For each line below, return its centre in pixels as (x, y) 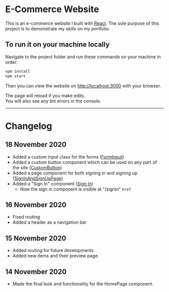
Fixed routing (26, 217)
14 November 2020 (36, 272)
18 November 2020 (36, 145)
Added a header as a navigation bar (50, 222)
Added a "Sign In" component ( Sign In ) (53, 183)
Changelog (29, 126)
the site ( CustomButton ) (37, 167)
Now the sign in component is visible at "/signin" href (75, 189)
